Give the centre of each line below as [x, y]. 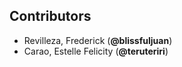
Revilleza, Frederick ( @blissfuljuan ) [98, 40]
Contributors [50, 16]
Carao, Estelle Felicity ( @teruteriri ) [96, 51]
